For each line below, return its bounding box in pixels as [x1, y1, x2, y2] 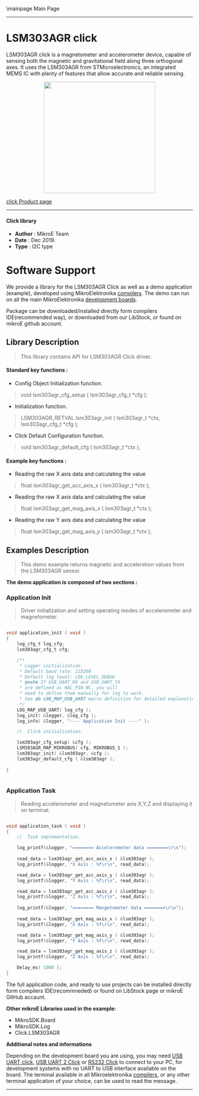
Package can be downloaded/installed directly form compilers [6, 308, 158, 315]
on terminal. [20, 806, 50, 813]
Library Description [6, 337, 79, 347]
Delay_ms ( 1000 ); [17, 965, 62, 971]
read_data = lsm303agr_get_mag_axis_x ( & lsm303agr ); [17, 916, 155, 922]
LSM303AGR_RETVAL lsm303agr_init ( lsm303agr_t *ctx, [20, 414, 161, 422]
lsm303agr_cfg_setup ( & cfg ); [17, 739, 92, 746]
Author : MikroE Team [14, 230, 69, 237]
